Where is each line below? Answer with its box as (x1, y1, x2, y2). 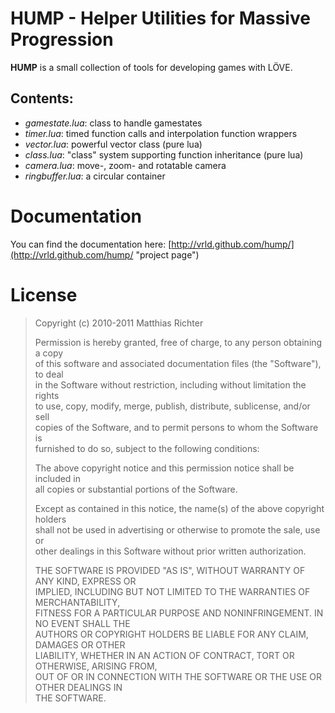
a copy (34, 347, 64, 359)
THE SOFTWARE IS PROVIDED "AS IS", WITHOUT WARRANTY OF (34, 564, 306, 576)
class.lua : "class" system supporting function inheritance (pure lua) (24, 148, 304, 161)
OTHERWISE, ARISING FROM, (34, 660, 158, 672)
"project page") (135, 248, 200, 261)
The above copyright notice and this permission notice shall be (34, 462, 295, 474)
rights (34, 389, 60, 401)
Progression (10, 28, 114, 51)
